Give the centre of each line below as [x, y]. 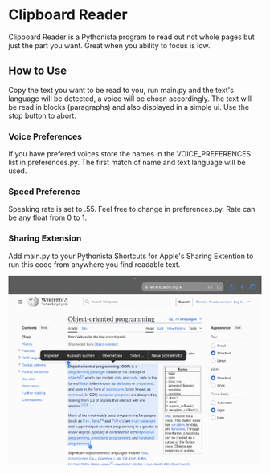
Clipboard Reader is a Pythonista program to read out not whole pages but [131, 37]
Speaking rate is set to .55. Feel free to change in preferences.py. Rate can [132, 209]
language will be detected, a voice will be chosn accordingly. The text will [130, 99]
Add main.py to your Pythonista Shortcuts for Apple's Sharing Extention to [131, 256]
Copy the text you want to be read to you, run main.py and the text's [121, 90]
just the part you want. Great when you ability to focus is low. [109, 45]
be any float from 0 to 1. [47, 217]
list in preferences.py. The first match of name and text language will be [127, 163]
